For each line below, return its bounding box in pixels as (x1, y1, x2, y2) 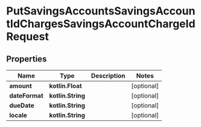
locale (9, 111, 27, 119)
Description (91, 72, 126, 79)
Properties (6, 54, 47, 64)
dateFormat (9, 91, 43, 100)
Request (6, 30, 49, 43)
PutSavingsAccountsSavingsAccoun (6, 4, 196, 18)
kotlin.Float (49, 82, 83, 90)
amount (9, 82, 32, 90)
